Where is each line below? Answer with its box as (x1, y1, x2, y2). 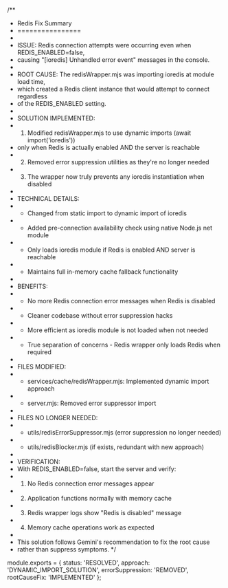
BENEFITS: (16, 282, 48, 290)
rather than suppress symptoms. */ (16, 545, 117, 553)
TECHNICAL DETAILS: (16, 195, 80, 202)
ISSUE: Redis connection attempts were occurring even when (16, 41, 192, 49)
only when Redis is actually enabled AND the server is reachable (16, 144, 201, 151)
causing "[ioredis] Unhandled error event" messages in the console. (16, 56, 210, 64)
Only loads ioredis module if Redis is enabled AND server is (27, 246, 196, 254)
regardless (16, 92, 48, 100)
